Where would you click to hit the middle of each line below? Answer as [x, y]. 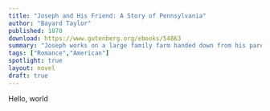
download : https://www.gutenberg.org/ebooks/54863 [95, 38]
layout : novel [32, 68]
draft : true [28, 76]
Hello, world [28, 98]
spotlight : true [35, 61]
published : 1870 [35, 31]
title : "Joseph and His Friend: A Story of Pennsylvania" [107, 16]
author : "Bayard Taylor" [50, 23]
